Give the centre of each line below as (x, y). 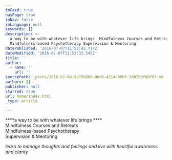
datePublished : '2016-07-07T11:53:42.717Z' (52, 48)
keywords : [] (19, 29)
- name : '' (21, 67)
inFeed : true (19, 10)
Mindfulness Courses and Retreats (42, 126)
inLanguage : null (24, 24)
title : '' (16, 58)
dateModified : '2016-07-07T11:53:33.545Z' (51, 53)
